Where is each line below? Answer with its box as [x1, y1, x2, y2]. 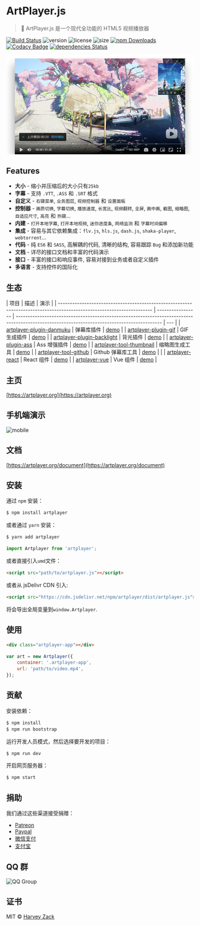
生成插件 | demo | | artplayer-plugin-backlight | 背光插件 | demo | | [6, 333, 168, 341]
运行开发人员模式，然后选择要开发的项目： [6, 738, 111, 745]
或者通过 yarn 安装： [6, 522, 57, 529]
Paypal [14, 828, 32, 835]
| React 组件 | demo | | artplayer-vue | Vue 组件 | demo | [20, 356, 157, 363]
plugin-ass [6, 341, 33, 348]
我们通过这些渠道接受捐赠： [6, 810, 74, 817]
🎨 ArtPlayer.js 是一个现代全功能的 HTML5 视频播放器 [20, 24, 149, 32]
